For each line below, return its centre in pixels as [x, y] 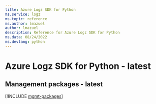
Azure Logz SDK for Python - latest [78, 66]
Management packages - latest [54, 84]
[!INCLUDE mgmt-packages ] [34, 96]
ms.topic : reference [26, 19]
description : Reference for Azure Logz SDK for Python [62, 33]
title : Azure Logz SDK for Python [41, 10]
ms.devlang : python [25, 42]
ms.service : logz [23, 14]
